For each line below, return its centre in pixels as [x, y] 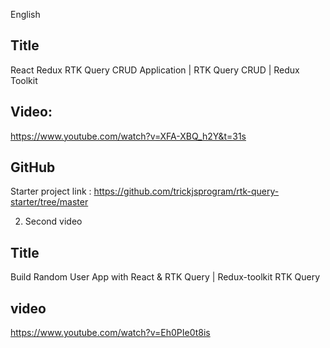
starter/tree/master [49, 202]
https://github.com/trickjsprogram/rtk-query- [186, 191]
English [25, 14]
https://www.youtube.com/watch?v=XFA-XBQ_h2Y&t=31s [128, 136]
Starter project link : [51, 191]
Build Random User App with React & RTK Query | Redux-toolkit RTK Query [165, 277]
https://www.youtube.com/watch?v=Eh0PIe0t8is [110, 333]
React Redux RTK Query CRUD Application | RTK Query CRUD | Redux [155, 70]
